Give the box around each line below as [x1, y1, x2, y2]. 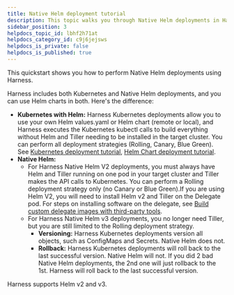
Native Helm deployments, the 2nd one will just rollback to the [38, 259, 217, 267]
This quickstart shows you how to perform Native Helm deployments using [7, 68, 221, 77]
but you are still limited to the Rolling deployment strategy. [27, 222, 195, 230]
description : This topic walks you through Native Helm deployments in [7, 17, 219, 24]
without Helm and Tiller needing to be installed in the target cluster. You [17, 132, 223, 141]
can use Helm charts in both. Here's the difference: [7, 96, 155, 105]
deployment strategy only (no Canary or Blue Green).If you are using [27, 185, 225, 193]
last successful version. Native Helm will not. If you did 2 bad [38, 251, 214, 259]
